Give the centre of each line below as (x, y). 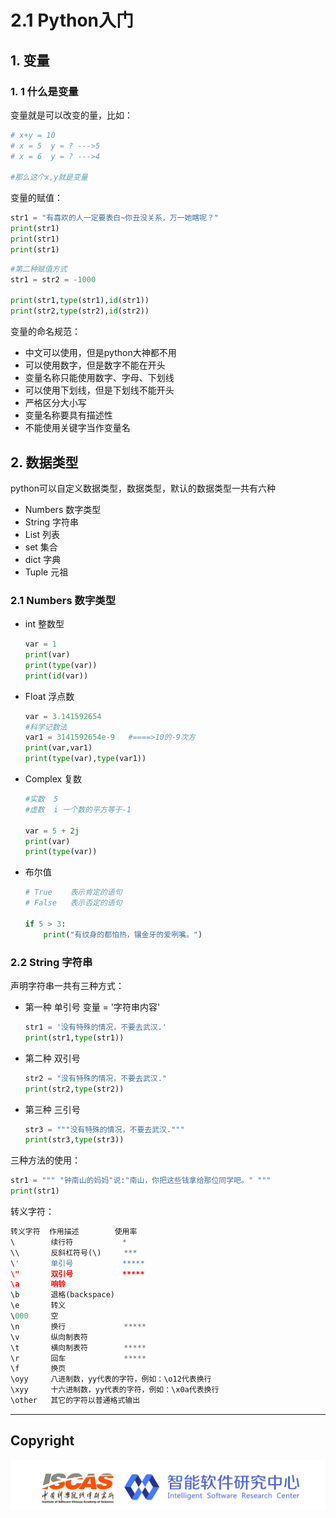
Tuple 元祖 (46, 572)
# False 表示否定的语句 (73, 903)
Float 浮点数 (49, 696)
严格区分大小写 (55, 403)
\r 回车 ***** (78, 1358)
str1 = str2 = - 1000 (53, 279)
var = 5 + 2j (52, 831)
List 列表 (42, 534)
